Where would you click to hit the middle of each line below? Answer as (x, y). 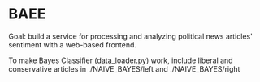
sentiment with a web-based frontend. (72, 44)
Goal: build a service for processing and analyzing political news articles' (131, 36)
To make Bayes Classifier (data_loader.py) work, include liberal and (121, 60)
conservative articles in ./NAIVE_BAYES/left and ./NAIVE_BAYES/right (124, 68)
